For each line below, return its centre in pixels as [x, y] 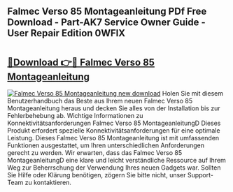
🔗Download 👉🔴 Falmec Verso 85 [81, 62]
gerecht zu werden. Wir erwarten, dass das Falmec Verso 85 [95, 153]
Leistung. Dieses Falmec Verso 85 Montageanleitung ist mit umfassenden [113, 138]
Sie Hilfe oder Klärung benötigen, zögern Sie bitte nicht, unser [97, 175]
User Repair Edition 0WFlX [66, 33]
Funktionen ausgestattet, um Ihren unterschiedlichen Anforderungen [106, 145]
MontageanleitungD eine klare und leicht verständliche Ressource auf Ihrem [116, 160]
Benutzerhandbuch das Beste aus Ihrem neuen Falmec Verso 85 [100, 101]
